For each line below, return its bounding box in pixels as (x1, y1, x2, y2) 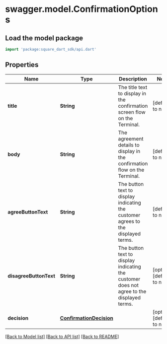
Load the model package (5, 34, 83, 42)
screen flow (118, 108, 146, 115)
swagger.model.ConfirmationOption (5, 3, 158, 15)
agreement (118, 135, 144, 142)
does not (118, 281, 139, 288)
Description (118, 75, 148, 82)
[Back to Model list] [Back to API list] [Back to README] (5, 334, 119, 340)
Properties (5, 61, 39, 69)
